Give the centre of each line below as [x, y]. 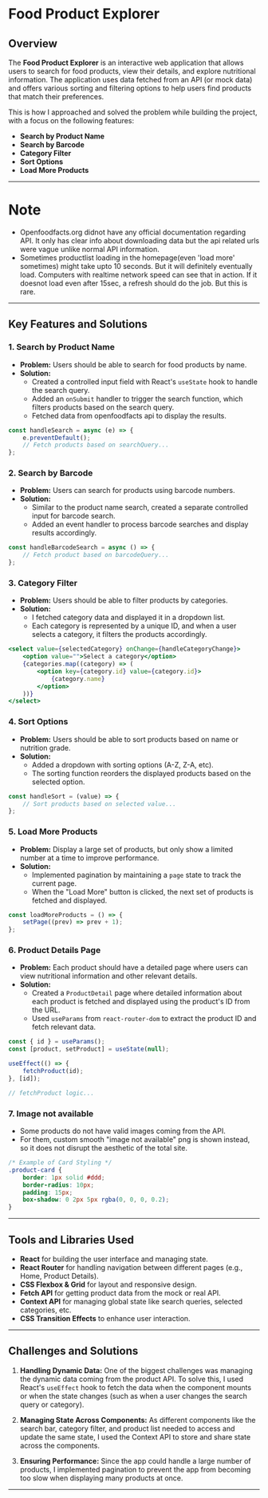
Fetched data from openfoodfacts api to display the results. [129, 415]
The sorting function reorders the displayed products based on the [141, 773]
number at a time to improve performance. [89, 858]
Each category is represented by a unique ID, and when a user [134, 626]
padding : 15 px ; [48, 1192]
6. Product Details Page [55, 951]
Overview [33, 44]
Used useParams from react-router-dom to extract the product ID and [144, 1019]
